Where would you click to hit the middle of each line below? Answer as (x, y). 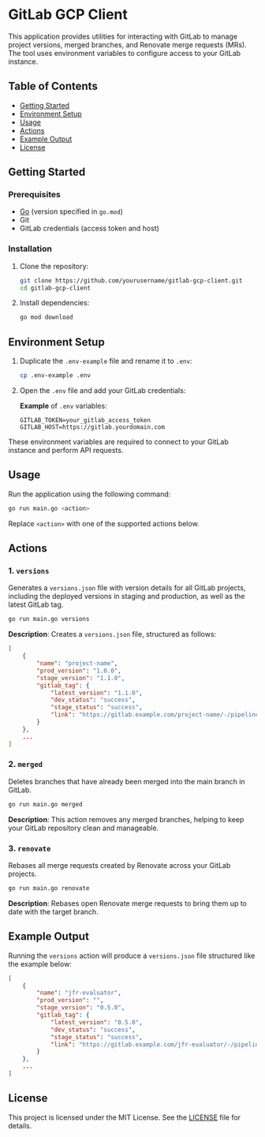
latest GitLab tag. (36, 604)
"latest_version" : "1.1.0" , (97, 693)
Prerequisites (34, 195)
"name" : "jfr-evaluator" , (79, 993)
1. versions (29, 571)
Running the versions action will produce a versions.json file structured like (132, 956)
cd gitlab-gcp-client (55, 288)
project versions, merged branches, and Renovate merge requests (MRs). (127, 44)
